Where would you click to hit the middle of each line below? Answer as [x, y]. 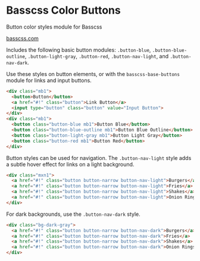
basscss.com [22, 38]
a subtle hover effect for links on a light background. [70, 164]
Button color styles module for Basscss [54, 27]
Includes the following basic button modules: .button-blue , [79, 50]
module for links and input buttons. [49, 80]
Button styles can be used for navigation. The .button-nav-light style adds [99, 158]
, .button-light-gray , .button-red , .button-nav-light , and [97, 56]
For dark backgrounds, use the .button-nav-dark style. [74, 214]
